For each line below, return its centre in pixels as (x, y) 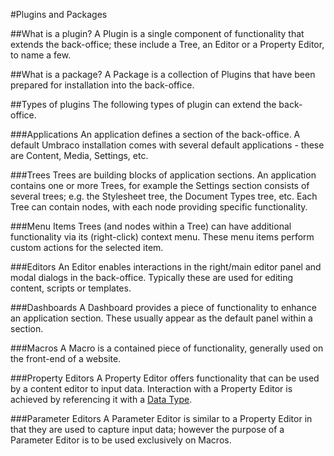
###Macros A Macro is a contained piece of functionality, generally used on (167, 348)
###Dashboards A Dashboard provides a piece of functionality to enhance (163, 307)
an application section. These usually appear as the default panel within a (161, 318)
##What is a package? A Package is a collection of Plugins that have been (163, 74)
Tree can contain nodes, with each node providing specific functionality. (159, 207)
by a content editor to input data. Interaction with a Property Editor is (151, 388)
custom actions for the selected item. (87, 247)
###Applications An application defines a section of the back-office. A (155, 134)
